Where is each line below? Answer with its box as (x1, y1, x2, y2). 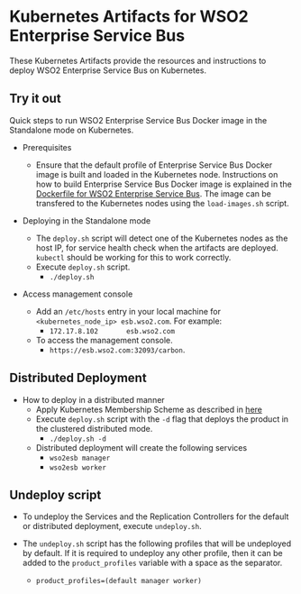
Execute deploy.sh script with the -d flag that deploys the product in (35, 413, 289, 425)
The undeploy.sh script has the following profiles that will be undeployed (22, 538, 291, 549)
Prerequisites (22, 142, 72, 152)
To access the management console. (35, 334, 173, 345)
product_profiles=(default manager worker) (35, 577, 203, 586)
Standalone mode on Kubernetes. (9, 124, 134, 135)
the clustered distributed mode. (35, 423, 153, 434)
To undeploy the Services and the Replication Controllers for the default (22, 511, 289, 522)
